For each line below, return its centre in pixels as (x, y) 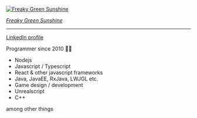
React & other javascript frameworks (59, 73)
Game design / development (49, 85)
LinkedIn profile (25, 37)
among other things (30, 109)
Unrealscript (30, 91)
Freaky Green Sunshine (34, 20)
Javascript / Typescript (43, 66)
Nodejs (23, 60)
